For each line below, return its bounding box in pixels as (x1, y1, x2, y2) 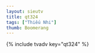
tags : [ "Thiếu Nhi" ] (6, 19, 57, 25)
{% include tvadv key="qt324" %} (6, 41, 90, 48)
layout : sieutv (6, 8, 44, 15)
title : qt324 (6, 14, 38, 20)
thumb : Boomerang (6, 24, 49, 31)
